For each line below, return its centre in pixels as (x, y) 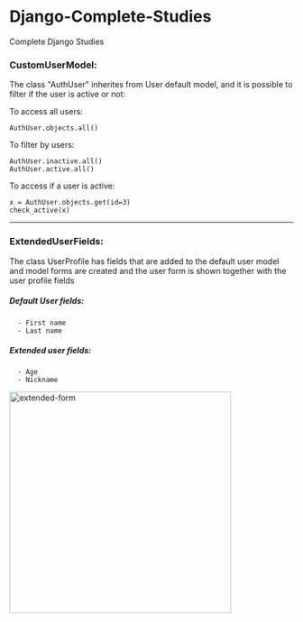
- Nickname (38, 380)
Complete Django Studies (57, 41)
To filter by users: (42, 145)
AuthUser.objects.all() (54, 128)
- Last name (40, 331)
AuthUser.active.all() (52, 169)
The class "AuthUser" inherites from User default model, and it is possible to (151, 85)
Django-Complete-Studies (110, 17)
